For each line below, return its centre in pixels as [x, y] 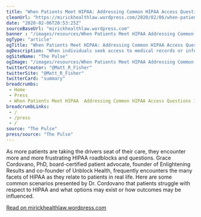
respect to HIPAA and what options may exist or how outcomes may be [94, 189]
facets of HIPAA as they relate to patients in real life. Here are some [89, 177]
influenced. [20, 196]
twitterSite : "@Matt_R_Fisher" [45, 73]
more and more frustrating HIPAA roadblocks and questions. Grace [89, 158]
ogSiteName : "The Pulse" [37, 56]
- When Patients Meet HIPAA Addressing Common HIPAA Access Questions [100, 101]
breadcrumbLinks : [28, 106]
